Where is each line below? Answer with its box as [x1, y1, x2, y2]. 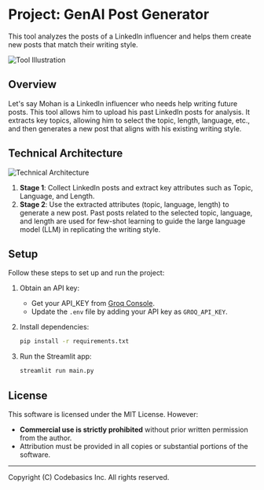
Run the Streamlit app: [19, 352, 92, 361]
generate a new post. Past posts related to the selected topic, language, [19, 208, 253, 217]
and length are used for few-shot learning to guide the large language [19, 216, 246, 226]
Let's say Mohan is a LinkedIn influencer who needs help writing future [8, 98, 238, 108]
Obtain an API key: [19, 283, 80, 293]
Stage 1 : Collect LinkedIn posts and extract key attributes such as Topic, [19, 182, 254, 192]
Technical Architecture [8, 147, 123, 160]
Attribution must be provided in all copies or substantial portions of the [19, 441, 249, 451]
